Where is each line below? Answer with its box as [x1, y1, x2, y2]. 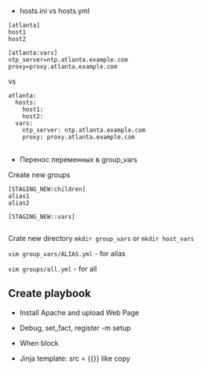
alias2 [8, 198, 30, 207]
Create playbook [8, 287, 92, 300]
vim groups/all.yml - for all [8, 264, 97, 273]
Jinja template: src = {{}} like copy [19, 354, 131, 363]
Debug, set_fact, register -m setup [19, 323, 131, 332]
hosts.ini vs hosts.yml [19, 6, 90, 16]
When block [19, 338, 59, 347]
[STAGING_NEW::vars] [8, 213, 76, 221]
